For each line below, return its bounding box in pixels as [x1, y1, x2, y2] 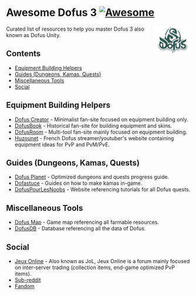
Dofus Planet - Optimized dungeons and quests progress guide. [14, 174, 169, 181]
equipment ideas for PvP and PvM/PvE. [14, 141, 110, 148]
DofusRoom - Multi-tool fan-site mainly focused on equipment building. [14, 128, 188, 135]
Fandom [14, 283, 35, 290]
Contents [6, 49, 41, 59]
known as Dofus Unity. [6, 31, 61, 38]
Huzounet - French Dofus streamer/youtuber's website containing [14, 134, 174, 141]
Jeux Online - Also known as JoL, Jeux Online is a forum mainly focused [14, 258, 190, 264]
